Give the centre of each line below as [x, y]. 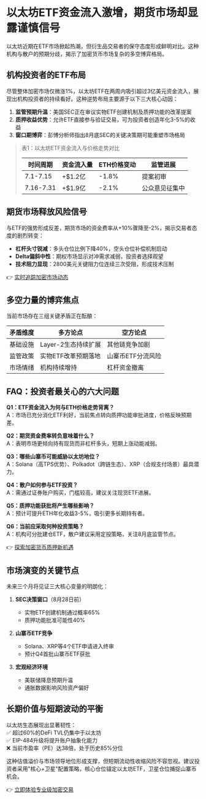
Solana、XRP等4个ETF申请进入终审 [69, 646]
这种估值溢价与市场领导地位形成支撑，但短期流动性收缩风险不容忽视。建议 [100, 761]
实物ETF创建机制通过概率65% [62, 612]
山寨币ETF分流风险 [134, 356]
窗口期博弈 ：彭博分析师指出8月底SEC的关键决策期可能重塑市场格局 [100, 135]
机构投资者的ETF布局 [46, 75]
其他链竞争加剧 [128, 345]
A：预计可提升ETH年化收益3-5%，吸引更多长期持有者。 [77, 513]
